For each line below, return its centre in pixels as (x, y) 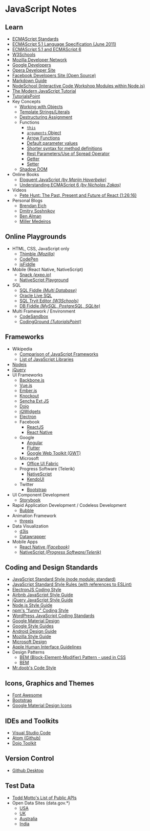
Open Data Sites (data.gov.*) (41, 803)
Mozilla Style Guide (32, 637)
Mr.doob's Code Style (34, 668)
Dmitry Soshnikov (37, 211)
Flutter (33, 448)
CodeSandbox (34, 316)
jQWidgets (30, 411)
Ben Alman (30, 216)
